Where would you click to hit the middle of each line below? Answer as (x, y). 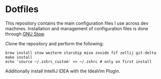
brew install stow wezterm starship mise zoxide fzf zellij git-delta (81, 53)
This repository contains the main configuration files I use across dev (77, 23)
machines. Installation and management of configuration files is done (77, 28)
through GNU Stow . (25, 34)
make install (19, 57)
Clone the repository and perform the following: (55, 43)
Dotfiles (22, 9)
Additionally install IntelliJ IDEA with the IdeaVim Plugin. (63, 71)
